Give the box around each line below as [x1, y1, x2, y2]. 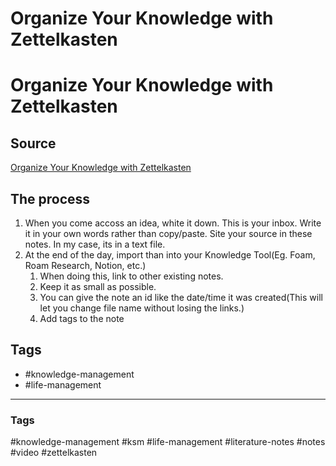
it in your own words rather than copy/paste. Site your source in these [24, 228, 313, 239]
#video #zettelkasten [10, 447, 98, 459]
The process [10, 190, 91, 207]
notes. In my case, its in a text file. [24, 238, 166, 250]
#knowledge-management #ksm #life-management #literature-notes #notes [10, 436, 326, 448]
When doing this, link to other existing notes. [39, 270, 224, 282]
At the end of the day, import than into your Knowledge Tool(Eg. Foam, [24, 249, 316, 261]
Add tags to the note [39, 313, 125, 324]
